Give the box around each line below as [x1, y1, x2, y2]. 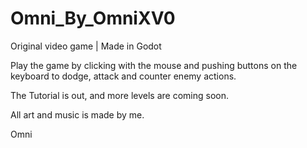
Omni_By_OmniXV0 [10, 7, 176, 30]
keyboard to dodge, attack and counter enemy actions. [10, 70, 237, 82]
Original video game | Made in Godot [10, 40, 162, 52]
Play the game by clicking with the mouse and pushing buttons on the [10, 59, 298, 71]
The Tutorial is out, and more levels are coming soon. [10, 89, 229, 101]
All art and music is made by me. [10, 108, 145, 121]
